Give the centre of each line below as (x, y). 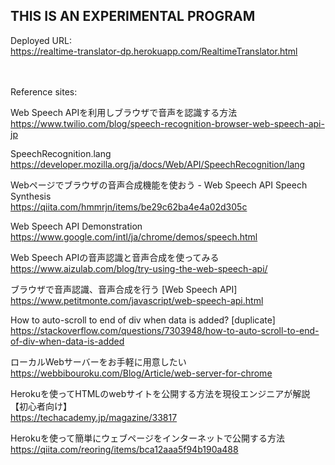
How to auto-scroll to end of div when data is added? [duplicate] (143, 320)
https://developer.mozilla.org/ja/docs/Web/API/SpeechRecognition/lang (158, 164)
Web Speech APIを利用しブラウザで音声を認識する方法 (124, 112)
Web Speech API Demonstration (76, 226)
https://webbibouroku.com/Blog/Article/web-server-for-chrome (141, 373)
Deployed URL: (41, 40)
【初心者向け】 (41, 406)
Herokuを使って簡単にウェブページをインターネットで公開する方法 (147, 438)
